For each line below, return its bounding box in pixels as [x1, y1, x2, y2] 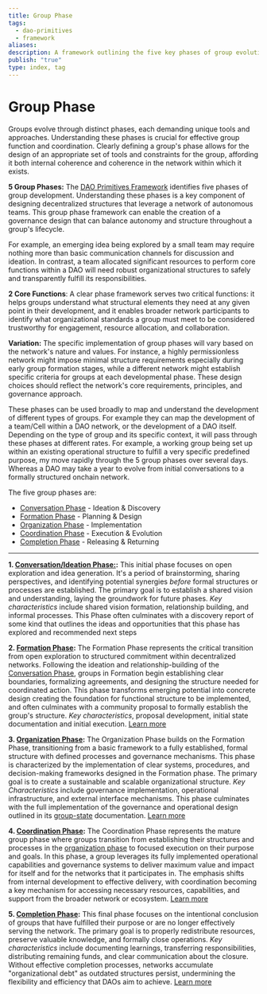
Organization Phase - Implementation [19, 519, 142, 530]
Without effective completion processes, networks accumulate [8, 960, 214, 969]
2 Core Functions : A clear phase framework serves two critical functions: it [8, 288, 255, 299]
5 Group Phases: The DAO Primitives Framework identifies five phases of [8, 182, 249, 191]
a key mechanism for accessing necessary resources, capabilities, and [8, 885, 240, 894]
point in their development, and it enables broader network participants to [8, 306, 250, 315]
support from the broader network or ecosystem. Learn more [8, 894, 209, 903]
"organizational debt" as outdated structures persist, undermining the [8, 969, 236, 978]
